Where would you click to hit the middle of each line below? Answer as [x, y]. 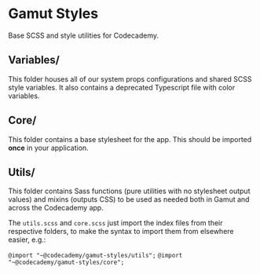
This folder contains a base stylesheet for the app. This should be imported [130, 139]
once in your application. [48, 148]
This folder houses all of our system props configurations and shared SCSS [130, 79]
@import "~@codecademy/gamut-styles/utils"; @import [95, 256]
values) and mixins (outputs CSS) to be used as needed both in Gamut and [129, 199]
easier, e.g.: [27, 239]
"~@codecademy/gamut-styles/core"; [66, 263]
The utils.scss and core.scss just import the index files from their [115, 223]
